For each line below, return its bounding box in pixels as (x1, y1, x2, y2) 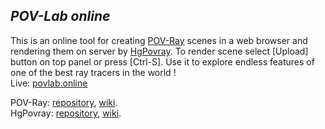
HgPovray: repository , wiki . (10, 107, 122, 119)
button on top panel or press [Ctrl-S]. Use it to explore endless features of (10, 55, 315, 68)
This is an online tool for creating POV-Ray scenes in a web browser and (10, 34, 308, 46)
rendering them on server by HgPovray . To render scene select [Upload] (10, 45, 309, 57)
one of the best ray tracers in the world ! (10, 66, 177, 78)
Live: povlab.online (10, 77, 88, 89)
